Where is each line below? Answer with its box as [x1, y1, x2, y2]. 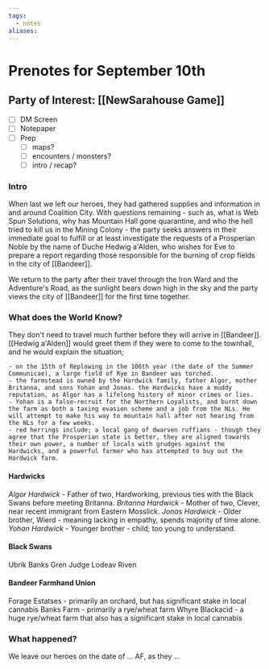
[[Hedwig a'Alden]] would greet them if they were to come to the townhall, [8, 339, 255, 349]
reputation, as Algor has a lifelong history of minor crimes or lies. [8, 391, 254, 399]
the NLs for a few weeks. [8, 419, 95, 427]
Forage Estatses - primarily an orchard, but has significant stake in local [8, 596, 247, 605]
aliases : [8, 27, 38, 35]
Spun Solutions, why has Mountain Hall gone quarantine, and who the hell [8, 217, 254, 226]
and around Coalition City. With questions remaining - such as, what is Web [8, 208, 259, 217]
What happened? [8, 633, 77, 644]
